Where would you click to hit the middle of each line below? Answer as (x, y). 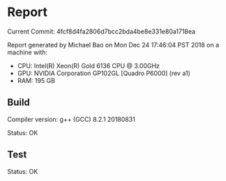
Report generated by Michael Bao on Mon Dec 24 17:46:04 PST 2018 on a (113, 45)
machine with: (27, 52)
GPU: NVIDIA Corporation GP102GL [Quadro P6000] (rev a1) (104, 73)
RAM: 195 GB (36, 80)
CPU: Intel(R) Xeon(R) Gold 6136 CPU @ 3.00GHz (89, 65)
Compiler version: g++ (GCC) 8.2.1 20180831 (71, 119)
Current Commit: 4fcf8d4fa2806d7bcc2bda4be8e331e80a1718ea (101, 31)
